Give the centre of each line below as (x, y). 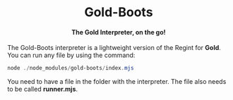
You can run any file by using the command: (71, 55)
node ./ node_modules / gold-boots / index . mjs (71, 68)
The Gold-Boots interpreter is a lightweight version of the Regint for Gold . (114, 48)
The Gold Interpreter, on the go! (119, 32)
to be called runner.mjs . (43, 89)
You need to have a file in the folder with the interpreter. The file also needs (117, 82)
